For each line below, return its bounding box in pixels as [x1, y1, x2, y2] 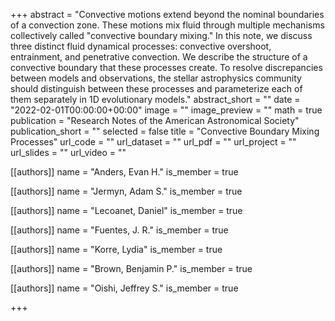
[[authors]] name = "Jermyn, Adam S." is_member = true [10, 185, 243, 197]
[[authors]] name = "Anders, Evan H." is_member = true [10, 166, 239, 178]
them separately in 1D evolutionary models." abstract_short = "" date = [10, 94, 301, 105]
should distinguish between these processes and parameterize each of [10, 83, 303, 94]
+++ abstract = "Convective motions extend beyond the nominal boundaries [10, 9, 325, 20]
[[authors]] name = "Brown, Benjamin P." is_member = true [10, 263, 253, 274]
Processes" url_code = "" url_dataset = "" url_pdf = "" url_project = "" [10, 136, 297, 148]
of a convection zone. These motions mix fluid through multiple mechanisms [10, 19, 325, 31]
